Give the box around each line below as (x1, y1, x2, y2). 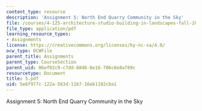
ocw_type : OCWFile (6, 48, 52, 54)
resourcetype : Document (6, 70, 66, 76)
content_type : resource (6, 8, 66, 15)
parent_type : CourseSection (6, 59, 77, 65)
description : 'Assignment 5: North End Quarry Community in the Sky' (6, 14, 185, 20)
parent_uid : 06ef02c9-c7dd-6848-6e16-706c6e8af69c (6, 64, 136, 71)
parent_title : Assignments (6, 53, 74, 59)
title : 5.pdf (6, 76, 39, 82)
